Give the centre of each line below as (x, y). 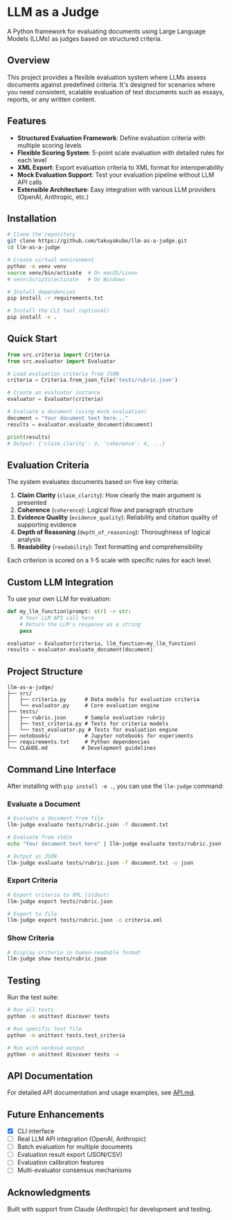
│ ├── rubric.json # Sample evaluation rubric (87, 718)
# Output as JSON (32, 856)
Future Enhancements (56, 1114)
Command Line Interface (62, 770)
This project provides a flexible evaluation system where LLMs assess (107, 77)
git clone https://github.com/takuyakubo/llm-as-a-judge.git (97, 241)
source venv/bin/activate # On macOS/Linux (72, 273)
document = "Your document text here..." (68, 418)
